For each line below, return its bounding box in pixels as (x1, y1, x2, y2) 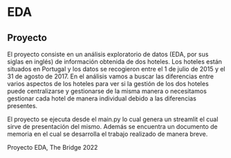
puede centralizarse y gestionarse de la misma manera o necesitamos (7, 87, 207, 95)
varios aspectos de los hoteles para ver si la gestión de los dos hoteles (7, 80, 209, 87)
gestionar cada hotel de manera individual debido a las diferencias (7, 94, 197, 103)
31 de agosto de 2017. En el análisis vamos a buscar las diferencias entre (7, 72, 214, 80)
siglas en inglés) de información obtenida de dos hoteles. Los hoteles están (7, 58, 223, 66)
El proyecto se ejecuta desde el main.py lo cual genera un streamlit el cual (7, 115, 219, 123)
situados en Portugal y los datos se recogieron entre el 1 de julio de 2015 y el (7, 65, 225, 73)
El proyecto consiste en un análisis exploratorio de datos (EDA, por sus (7, 50, 209, 58)
